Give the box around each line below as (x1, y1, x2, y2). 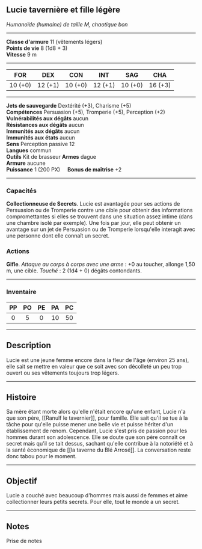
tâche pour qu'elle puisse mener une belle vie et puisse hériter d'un (6, 421, 174, 428)
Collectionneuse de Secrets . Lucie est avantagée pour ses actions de (6, 200, 180, 207)
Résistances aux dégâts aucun (6, 121, 84, 128)
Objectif (6, 476, 37, 486)
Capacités (6, 186, 37, 195)
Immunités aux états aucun (6, 133, 75, 141)
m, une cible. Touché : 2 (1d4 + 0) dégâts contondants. (6, 267, 142, 274)
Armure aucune (6, 159, 46, 167)
